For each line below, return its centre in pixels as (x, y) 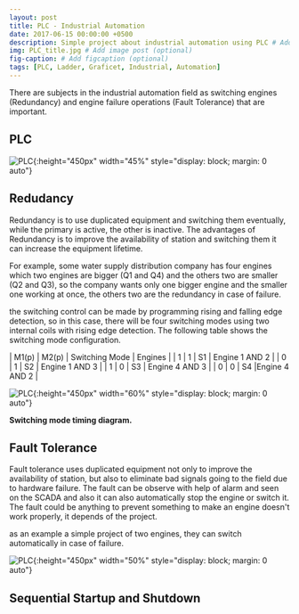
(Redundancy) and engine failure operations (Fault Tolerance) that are (137, 102)
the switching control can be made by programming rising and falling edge (146, 311)
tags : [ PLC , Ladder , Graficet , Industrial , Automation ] (115, 68)
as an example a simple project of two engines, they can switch (125, 534)
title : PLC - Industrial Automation (77, 26)
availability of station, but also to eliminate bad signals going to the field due (148, 479)
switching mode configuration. (65, 340)
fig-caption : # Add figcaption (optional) (89, 59)
